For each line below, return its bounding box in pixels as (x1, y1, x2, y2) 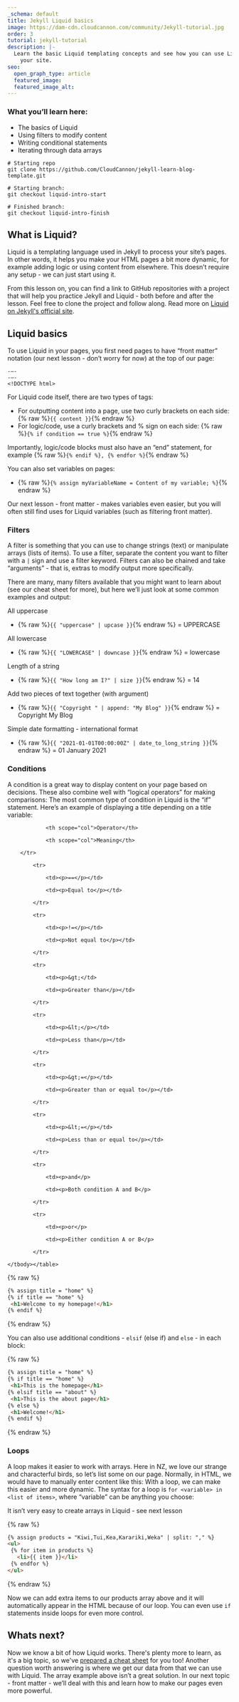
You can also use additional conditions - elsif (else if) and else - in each (7, 1334, 222, 1342)
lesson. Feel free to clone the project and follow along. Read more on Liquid (7, 299, 229, 308)
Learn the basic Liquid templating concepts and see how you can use (14, 51, 224, 58)
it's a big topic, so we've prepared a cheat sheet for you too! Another (7, 1656, 210, 1664)
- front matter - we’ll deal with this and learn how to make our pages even (7, 1678, 223, 1687)
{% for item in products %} (10, 1547, 94, 1554)
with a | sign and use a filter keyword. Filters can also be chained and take (7, 557, 226, 565)
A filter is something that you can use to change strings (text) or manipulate (7, 541, 229, 550)
